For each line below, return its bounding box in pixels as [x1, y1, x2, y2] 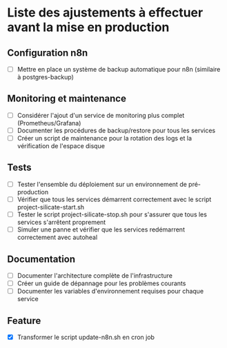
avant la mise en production [7, 19, 170, 35]
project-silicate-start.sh [17, 203, 85, 211]
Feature [7, 315, 41, 327]
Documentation [7, 253, 76, 265]
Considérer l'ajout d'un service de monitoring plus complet [17, 111, 185, 119]
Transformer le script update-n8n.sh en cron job [17, 333, 155, 341]
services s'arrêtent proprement [17, 218, 106, 227]
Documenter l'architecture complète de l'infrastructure [17, 271, 172, 280]
